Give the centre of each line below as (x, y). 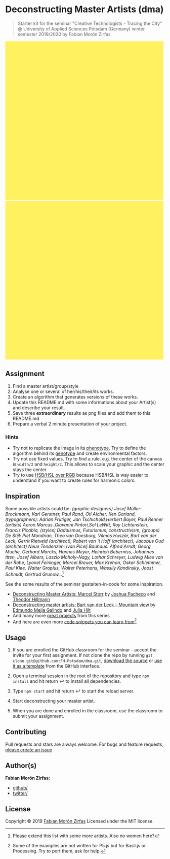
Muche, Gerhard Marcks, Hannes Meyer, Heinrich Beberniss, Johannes (80, 551)
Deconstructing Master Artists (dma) (84, 9)
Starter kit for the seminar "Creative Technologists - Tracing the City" (90, 23)
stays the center (29, 470)
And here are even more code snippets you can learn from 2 (75, 621)
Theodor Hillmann (31, 599)
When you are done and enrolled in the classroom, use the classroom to (88, 711)
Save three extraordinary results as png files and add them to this (81, 413)
